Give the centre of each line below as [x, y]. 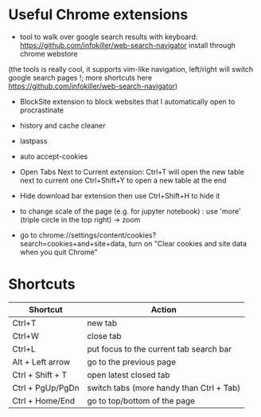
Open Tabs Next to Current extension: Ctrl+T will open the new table [132, 171]
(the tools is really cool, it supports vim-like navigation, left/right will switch [131, 69]
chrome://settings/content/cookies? [97, 235]
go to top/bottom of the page [141, 400]
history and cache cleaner [62, 125]
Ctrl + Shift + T [40, 375]
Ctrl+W [26, 336]
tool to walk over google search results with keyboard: [109, 37]
